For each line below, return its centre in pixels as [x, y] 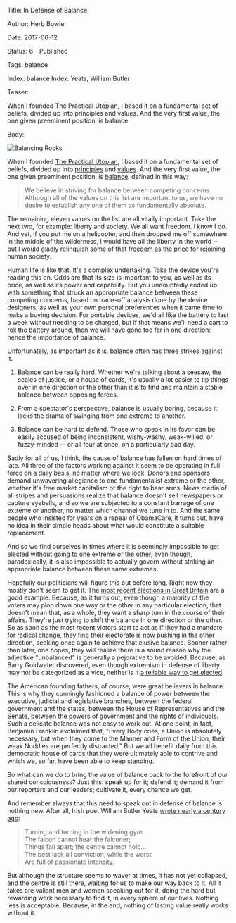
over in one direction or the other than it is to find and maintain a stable [120, 387]
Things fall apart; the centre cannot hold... [85, 847]
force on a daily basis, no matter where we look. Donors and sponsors [109, 473]
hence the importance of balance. [56, 337]
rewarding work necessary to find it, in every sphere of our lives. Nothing [113, 898]
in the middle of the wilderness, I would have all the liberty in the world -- [113, 241]
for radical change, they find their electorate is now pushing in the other [111, 635]
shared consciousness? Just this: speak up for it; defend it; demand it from [116, 782]
